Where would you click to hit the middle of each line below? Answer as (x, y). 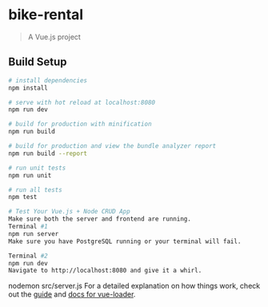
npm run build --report (48, 153)
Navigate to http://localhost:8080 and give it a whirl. (105, 271)
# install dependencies (48, 80)
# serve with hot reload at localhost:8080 (82, 102)
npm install (28, 88)
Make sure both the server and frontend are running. (100, 219)
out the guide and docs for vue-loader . (72, 294)
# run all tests (35, 189)
